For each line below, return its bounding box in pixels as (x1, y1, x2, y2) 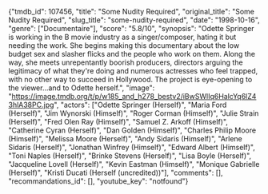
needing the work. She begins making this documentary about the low (8, 41, 240, 50)
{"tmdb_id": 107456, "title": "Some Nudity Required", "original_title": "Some (8, 7, 254, 16)
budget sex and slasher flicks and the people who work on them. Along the (8, 49, 256, 58)
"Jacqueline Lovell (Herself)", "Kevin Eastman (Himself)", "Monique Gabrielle (8, 160, 260, 168)
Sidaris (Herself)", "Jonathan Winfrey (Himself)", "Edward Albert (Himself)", (8, 143, 256, 152)
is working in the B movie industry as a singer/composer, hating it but (8, 32, 237, 42)
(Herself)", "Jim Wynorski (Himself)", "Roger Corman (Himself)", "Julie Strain (8, 109, 259, 118)
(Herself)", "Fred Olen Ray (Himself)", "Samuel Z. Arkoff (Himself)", (8, 117, 228, 126)
